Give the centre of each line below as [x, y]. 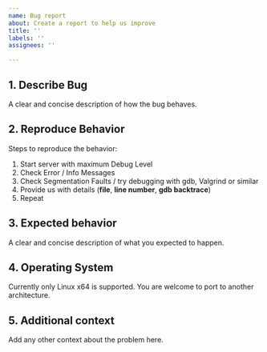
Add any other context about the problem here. [86, 340]
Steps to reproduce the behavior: [63, 148]
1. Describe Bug [48, 85]
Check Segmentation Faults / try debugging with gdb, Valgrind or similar [139, 181]
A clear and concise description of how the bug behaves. [103, 104]
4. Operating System [61, 268]
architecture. [29, 295]
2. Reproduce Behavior [67, 129]
